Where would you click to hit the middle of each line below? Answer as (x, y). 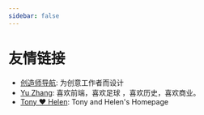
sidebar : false (34, 16)
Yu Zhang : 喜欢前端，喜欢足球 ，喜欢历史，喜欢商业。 (110, 92)
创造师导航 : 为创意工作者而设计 (72, 83)
